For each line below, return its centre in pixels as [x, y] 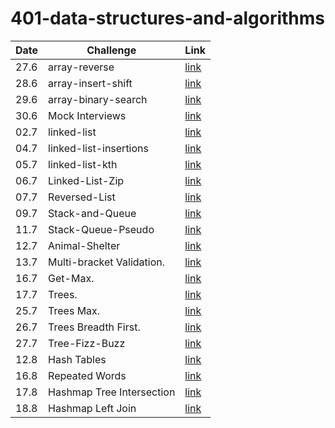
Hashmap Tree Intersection [112, 392]
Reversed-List [82, 197]
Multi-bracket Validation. [107, 262]
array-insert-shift [90, 83]
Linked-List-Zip [86, 180]
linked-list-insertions [98, 148]
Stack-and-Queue [92, 213]
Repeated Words [87, 375]
